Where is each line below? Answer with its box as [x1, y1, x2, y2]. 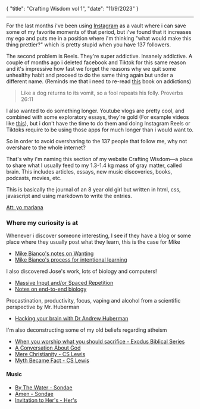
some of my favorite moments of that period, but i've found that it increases [6, 29, 192, 35]
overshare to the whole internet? [6, 144, 86, 151]
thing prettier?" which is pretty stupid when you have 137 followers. [6, 41, 171, 48]
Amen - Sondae [14, 390, 54, 397]
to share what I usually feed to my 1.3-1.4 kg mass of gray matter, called [6, 162, 182, 169]
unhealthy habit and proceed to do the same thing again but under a [6, 71, 174, 78]
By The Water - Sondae [14, 383, 73, 391]
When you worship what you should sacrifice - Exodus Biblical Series [14, 338, 185, 345]
